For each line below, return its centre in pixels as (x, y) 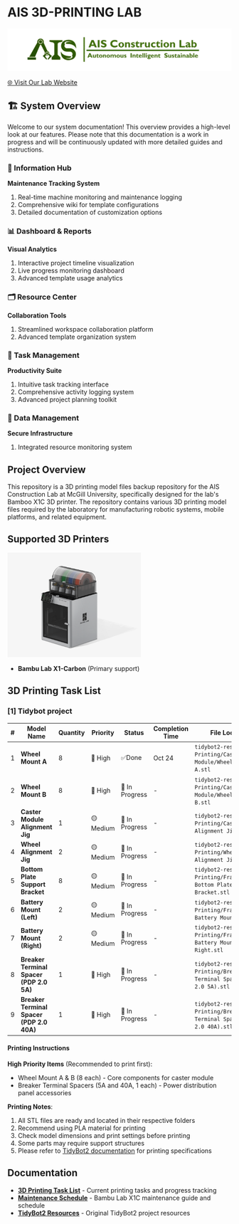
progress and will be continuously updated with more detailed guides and (115, 142)
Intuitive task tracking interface (63, 384)
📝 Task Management (43, 355)
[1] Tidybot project (40, 711)
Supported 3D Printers (58, 539)
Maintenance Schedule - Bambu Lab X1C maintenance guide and (114, 1198)
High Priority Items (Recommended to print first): (80, 1064)
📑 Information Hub (40, 168)
